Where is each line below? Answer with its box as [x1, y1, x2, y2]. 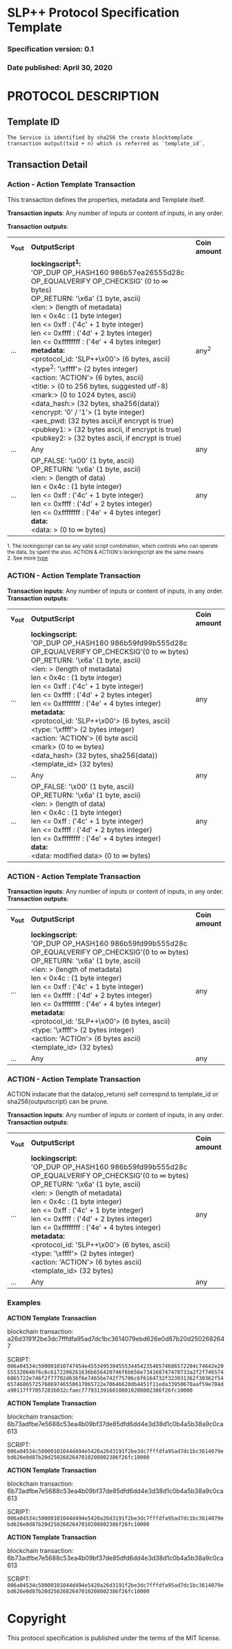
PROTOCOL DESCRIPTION [7, 89, 159, 104]
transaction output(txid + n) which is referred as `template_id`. [7, 140, 206, 147]
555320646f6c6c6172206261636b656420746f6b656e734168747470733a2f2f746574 [7, 1368, 224, 1376]
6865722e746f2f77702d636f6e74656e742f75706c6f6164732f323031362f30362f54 [7, 1374, 224, 1381]
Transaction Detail [7, 159, 88, 171]
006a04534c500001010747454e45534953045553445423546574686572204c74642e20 [7, 1363, 224, 1370]
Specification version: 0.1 [7, 44, 95, 54]
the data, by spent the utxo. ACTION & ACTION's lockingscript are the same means [7, 549, 204, 556]
